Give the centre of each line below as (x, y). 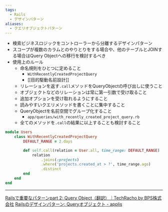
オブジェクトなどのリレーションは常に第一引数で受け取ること (83, 92)
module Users (19, 132)
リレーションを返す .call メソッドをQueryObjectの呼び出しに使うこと (91, 86)
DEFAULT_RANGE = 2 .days (48, 141)
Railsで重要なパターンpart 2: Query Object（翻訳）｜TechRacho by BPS (79, 197)
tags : (11, 10)
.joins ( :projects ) (60, 160)
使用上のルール (28, 62)
